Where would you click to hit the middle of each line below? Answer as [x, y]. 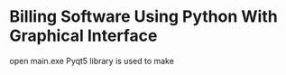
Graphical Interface [83, 36]
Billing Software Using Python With [143, 17]
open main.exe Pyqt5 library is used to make [92, 61]
